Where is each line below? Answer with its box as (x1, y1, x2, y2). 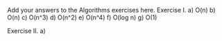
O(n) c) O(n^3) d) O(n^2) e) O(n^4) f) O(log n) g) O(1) (7, 13, 157, 22)
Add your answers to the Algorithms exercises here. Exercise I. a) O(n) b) (7, 6, 216, 14)
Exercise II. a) (7, 27, 46, 35)
